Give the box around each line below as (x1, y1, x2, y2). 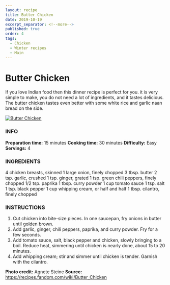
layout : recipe (5, 7, 38, 13)
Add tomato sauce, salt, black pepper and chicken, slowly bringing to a (12, 237, 162, 243)
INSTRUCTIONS (5, 204, 45, 211)
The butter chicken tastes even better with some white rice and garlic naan (5, 100, 162, 106)
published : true (5, 27, 40, 32)
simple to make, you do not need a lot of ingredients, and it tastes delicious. (5, 94, 164, 101)
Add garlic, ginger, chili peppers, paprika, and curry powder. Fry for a (12, 226, 158, 232)
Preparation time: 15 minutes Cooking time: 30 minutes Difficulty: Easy (5, 139, 157, 146)
